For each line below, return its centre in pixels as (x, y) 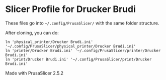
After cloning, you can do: (32, 32)
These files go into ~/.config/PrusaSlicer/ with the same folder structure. (82, 23)
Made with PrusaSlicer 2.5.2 (34, 73)
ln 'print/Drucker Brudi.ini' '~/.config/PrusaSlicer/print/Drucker (78, 59)
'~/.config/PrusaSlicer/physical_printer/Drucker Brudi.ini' (71, 46)
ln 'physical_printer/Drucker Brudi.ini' (49, 42)
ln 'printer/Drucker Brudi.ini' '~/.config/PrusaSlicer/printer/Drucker (83, 50)
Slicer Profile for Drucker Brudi (70, 9)
